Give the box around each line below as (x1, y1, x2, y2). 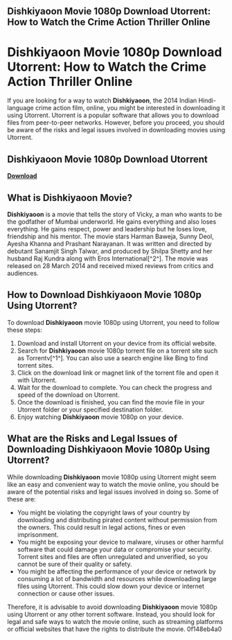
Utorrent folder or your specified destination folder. (17, 405, 163, 414)
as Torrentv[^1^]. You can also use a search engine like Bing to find (17, 353, 208, 362)
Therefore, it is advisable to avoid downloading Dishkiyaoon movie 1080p (7, 603, 217, 611)
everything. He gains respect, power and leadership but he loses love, (7, 224, 207, 233)
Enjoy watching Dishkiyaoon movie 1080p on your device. (17, 412, 184, 421)
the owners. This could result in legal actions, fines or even (17, 523, 186, 531)
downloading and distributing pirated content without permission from (17, 515, 217, 524)
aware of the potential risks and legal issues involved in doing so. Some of (7, 488, 219, 496)
